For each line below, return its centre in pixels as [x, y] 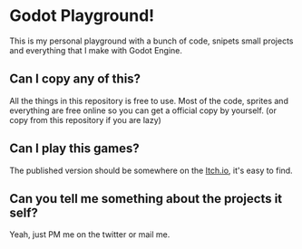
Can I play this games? [74, 149]
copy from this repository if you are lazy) [85, 120]
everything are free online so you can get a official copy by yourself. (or [143, 110]
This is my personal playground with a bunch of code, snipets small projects [151, 41]
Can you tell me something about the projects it [146, 199]
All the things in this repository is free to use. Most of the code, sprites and [149, 101]
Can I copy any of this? [75, 79]
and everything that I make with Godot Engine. [96, 50]
